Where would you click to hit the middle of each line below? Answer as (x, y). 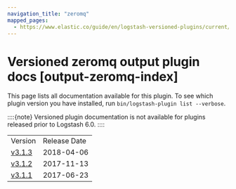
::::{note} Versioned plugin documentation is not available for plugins (106, 117)
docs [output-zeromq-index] (93, 76)
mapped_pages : (28, 20)
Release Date (64, 141)
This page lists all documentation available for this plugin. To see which (110, 96)
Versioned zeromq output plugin (104, 61)
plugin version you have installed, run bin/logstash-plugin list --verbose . (117, 103)
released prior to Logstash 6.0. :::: (56, 124)
